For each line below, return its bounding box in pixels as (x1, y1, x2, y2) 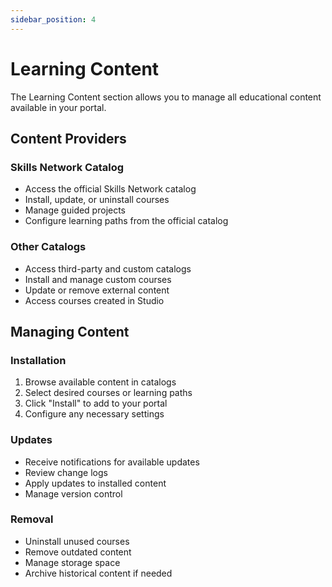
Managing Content (10, 323, 130, 340)
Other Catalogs (10, 240, 87, 254)
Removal (10, 512, 54, 526)
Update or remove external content (24, 284, 170, 296)
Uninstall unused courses (24, 535, 130, 547)
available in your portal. (10, 101, 107, 113)
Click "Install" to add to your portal (24, 397, 168, 410)
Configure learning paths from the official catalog (24, 215, 229, 227)
